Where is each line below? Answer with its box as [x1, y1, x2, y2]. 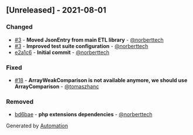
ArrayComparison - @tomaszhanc [14, 83, 99, 90]
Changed [6, 23, 33, 31]
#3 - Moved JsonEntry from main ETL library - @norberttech [14, 36, 164, 43]
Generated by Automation [6, 122, 68, 129]
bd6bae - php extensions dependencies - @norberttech [14, 111, 153, 118]
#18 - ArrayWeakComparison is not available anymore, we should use [14, 76, 188, 83]
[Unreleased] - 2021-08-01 [6, 5, 106, 15]
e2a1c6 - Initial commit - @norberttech [14, 49, 110, 56]
